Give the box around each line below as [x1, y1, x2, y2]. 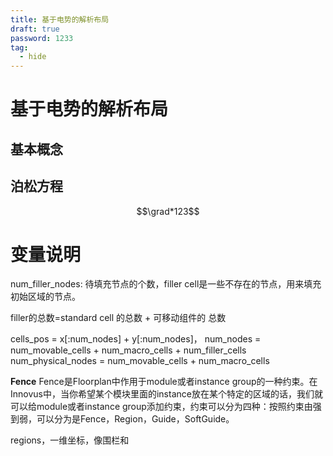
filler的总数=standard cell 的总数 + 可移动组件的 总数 [10, 312, 227, 324]
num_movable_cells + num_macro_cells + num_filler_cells [10, 344, 247, 356]
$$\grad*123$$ [136, 205, 200, 217]
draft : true [10, 24, 60, 34]
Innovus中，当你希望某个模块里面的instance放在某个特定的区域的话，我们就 [10, 388, 323, 400]
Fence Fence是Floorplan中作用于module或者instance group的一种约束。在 [10, 376, 318, 388]
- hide [19, 52, 47, 62]
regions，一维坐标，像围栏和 [10, 434, 130, 446]
